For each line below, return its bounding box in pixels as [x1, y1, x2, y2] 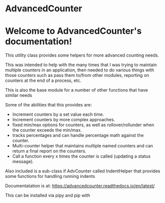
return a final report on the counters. [12, 148, 87, 154]
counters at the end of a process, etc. [5, 77, 82, 84]
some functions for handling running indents [5, 173, 95, 179]
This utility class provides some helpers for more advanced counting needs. [5, 52, 159, 58]
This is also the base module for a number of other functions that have [5, 87, 148, 93]
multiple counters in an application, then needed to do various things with [5, 67, 154, 73]
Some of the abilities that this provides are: [5, 102, 92, 108]
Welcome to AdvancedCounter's [5, 26, 142, 37]
